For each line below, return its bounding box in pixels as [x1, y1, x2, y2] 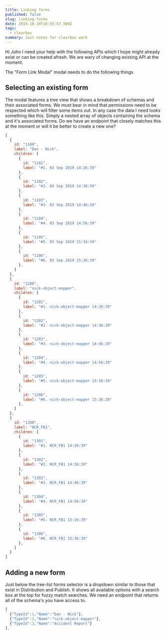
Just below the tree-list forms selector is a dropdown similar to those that [5, 582, 156, 587]
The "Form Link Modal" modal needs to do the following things [5, 69, 134, 75]
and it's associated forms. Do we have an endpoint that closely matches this [5, 118, 162, 124]
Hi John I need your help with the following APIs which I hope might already [5, 48, 160, 55]
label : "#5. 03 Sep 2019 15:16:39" [23, 239, 97, 244]
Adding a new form [5, 568, 66, 577]
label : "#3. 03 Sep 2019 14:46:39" [23, 202, 97, 207]
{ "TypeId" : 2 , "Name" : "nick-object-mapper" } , [9, 616, 101, 621]
